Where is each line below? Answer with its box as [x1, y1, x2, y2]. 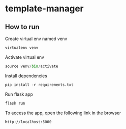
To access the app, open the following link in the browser [5, 110, 122, 116]
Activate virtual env [5, 54, 44, 60]
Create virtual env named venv [5, 36, 67, 42]
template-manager [5, 3, 84, 14]
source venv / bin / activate [5, 64, 58, 69]
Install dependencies [5, 73, 48, 79]
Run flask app [5, 91, 33, 97]
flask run [5, 101, 26, 106]
